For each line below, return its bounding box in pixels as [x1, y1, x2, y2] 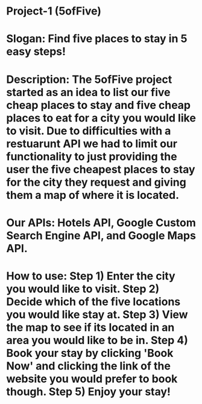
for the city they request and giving [6, 175, 187, 189]
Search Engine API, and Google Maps [6, 229, 196, 243]
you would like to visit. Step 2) [6, 282, 160, 296]
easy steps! [6, 45, 66, 59]
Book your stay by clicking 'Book [6, 346, 174, 360]
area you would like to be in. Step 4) [6, 333, 189, 347]
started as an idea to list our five [6, 85, 171, 99]
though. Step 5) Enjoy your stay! [6, 385, 171, 399]
